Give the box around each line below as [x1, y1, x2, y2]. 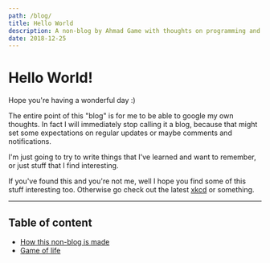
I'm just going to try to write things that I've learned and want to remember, [8, 152, 257, 162]
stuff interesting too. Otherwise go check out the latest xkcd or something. [8, 185, 255, 195]
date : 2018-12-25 [8, 34, 67, 43]
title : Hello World [8, 19, 74, 27]
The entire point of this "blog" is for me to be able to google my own [8, 111, 234, 121]
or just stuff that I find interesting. [8, 161, 119, 171]
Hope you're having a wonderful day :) [8, 96, 136, 105]
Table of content [8, 216, 92, 229]
